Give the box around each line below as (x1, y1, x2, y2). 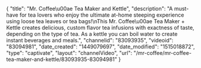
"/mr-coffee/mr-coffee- (133, 50, 192, 56)
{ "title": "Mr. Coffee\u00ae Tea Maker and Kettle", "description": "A (6, 5, 173, 12)
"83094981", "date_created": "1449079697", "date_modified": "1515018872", (6, 43, 195, 50)
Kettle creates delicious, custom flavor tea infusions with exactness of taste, (6, 24, 195, 31)
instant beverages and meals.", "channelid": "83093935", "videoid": (6, 37, 174, 44)
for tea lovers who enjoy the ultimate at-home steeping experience (19, 11, 184, 18)
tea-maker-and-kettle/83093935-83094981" (6, 56, 118, 63)
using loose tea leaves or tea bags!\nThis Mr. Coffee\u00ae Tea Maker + (6, 18, 185, 24)
